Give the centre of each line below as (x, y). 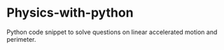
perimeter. (21, 39)
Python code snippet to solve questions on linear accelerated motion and (112, 32)
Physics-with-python (70, 13)
